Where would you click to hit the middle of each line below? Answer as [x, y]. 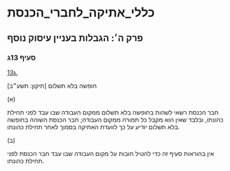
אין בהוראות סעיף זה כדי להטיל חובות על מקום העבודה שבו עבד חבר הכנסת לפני [111, 153]
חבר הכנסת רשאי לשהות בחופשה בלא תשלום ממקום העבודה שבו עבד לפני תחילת [113, 112]
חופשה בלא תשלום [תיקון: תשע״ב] [52, 85]
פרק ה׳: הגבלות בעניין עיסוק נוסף [75, 38]
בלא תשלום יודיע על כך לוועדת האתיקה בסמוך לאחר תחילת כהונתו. [94, 127]
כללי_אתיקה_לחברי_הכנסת [81, 13]
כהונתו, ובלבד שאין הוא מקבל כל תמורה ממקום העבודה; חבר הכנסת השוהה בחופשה [115, 119]
